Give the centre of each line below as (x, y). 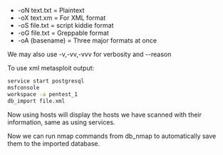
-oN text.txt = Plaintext (51, 10)
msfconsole (24, 87)
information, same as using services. (61, 122)
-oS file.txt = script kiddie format (66, 25)
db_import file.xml (36, 101)
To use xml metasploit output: (51, 68)
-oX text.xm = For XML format (62, 18)
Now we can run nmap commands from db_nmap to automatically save (112, 136)
